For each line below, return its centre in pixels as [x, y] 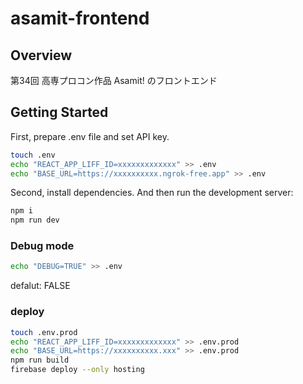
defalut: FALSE [40, 286]
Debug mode [42, 246]
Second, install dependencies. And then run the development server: [152, 193]
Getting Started [59, 112]
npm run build [40, 360]
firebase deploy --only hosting [77, 370]
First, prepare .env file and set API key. [90, 136]
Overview [41, 55]
